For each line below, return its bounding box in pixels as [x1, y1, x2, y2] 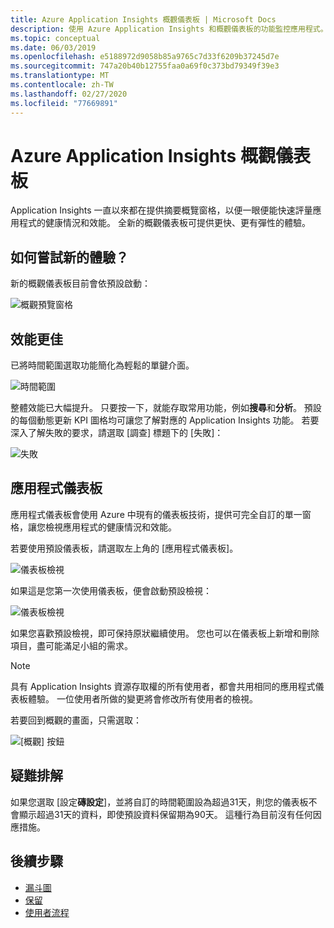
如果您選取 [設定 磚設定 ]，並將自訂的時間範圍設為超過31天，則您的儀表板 [10, 796, 309, 808]
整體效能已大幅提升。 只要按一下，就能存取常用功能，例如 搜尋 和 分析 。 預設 [10, 402, 322, 414]
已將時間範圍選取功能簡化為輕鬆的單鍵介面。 [10, 359, 195, 371]
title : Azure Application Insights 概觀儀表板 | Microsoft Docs [10, 14, 277, 25]
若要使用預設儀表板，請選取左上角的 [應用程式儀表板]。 [10, 542, 239, 554]
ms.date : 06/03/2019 [10, 42, 97, 53]
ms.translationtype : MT [10, 71, 110, 81]
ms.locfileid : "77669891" [10, 98, 118, 108]
